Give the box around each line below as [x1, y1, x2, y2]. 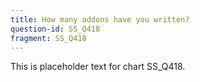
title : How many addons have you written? [10, 14, 190, 25]
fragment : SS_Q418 [10, 33, 87, 43]
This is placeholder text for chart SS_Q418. [10, 61, 186, 73]
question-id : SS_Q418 [10, 24, 101, 34]
